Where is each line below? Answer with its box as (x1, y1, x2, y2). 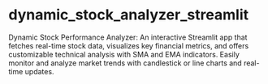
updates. (24, 66, 54, 76)
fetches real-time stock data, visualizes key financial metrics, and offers (8, 40, 249, 50)
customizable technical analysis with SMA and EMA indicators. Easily (8, 49, 240, 59)
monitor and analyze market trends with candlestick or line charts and (8, 58, 242, 68)
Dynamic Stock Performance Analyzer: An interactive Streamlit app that (8, 32, 248, 42)
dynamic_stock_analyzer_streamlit (8, 6, 249, 24)
